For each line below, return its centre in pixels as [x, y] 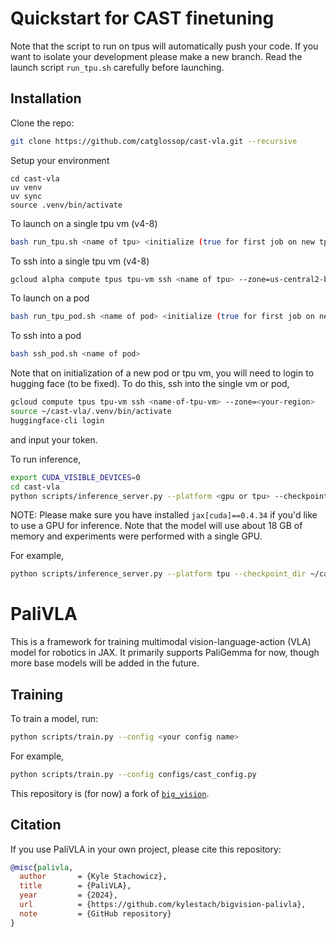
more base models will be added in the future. [105, 663]
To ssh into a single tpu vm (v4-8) [80, 261]
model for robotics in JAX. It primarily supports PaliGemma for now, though [165, 653]
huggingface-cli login [57, 420]
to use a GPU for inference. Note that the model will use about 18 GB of [156, 526]
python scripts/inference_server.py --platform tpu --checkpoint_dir [158, 574]
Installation [46, 98]
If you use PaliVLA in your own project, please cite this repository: [146, 849]
